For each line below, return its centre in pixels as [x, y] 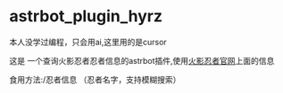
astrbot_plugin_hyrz [86, 16]
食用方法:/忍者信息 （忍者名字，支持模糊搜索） [95, 79]
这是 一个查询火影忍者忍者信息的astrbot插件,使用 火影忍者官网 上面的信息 [142, 60]
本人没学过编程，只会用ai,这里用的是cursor [88, 42]
